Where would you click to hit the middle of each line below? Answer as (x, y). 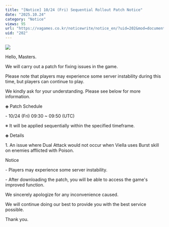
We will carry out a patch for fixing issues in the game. (62, 66)
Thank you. (17, 219)
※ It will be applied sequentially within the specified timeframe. (70, 126)
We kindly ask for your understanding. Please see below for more (73, 91)
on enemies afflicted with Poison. (40, 150)
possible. (15, 209)
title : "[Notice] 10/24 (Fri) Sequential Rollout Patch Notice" (74, 10)
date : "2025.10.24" (26, 15)
